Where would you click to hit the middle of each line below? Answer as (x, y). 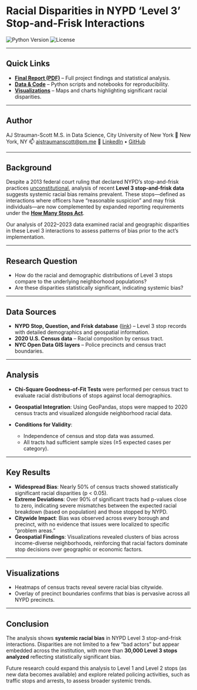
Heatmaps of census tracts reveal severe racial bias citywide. (89, 588)
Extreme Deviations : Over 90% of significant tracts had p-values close (101, 499)
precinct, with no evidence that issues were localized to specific (92, 524)
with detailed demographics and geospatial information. (82, 332)
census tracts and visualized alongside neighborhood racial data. (93, 413)
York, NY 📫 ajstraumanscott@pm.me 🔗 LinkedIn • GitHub (76, 141)
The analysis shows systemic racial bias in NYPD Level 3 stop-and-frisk (94, 638)
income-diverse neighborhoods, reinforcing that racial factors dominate (101, 543)
